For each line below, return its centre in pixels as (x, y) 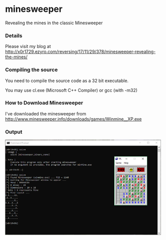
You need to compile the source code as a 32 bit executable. (67, 81)
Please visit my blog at (28, 47)
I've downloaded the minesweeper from (46, 114)
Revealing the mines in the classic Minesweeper (54, 23)
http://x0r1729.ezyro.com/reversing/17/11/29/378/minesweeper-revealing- (80, 52)
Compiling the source (31, 70)
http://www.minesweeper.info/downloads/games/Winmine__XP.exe (73, 119)
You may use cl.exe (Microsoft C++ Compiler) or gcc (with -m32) (71, 90)
